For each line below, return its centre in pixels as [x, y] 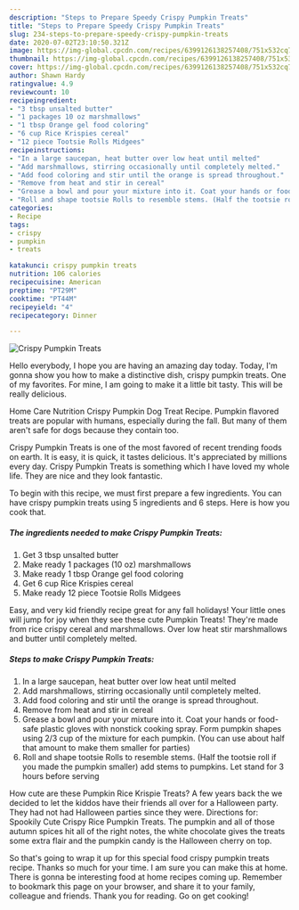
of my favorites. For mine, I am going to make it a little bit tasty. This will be [146, 385]
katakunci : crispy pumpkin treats [73, 266]
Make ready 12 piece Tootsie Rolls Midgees [101, 593]
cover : [21, 68]
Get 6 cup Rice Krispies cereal [77, 584]
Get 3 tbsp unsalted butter [70, 555]
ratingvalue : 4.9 [41, 84]
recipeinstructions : [48, 150]
